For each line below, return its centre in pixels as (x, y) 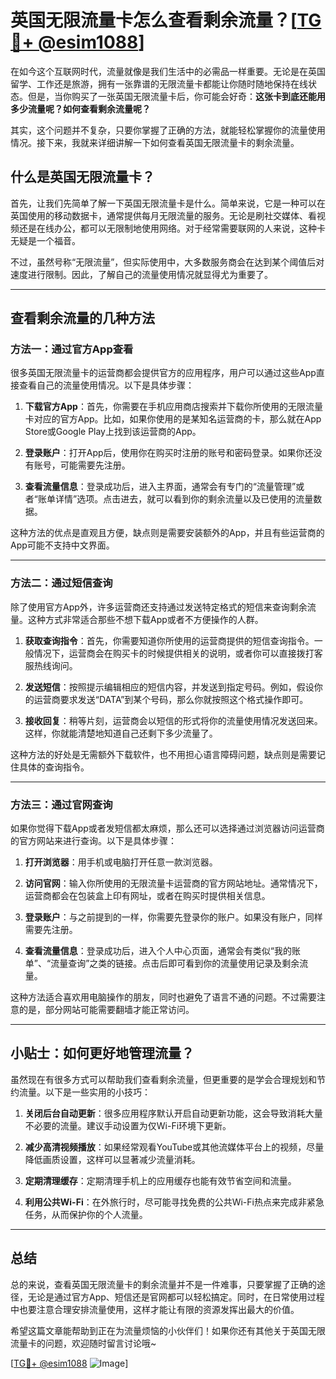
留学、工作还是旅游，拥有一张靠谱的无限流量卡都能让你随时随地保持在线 (159, 83)
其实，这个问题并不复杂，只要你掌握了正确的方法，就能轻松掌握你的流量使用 (168, 130)
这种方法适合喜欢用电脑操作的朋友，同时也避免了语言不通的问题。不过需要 (163, 997)
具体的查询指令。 (54, 767)
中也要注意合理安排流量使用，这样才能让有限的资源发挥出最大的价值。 (155, 1309)
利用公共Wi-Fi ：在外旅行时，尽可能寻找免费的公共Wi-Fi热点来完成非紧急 (174, 1202)
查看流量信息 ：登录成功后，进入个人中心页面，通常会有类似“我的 (158, 951)
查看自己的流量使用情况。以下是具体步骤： (106, 385)
